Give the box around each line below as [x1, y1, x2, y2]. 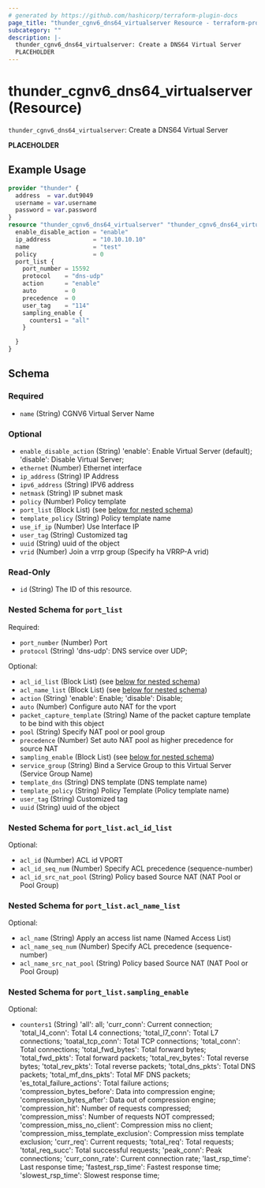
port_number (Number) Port [19, 637, 108, 647]
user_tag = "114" [22, 302, 90, 309]
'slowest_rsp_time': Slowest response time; [19, 1171, 160, 1180]
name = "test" [15, 242, 122, 251]
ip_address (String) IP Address [19, 471, 120, 481]
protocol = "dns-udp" [22, 272, 104, 280]
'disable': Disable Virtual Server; [19, 455, 125, 464]
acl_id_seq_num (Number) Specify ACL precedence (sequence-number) [19, 864, 254, 873]
